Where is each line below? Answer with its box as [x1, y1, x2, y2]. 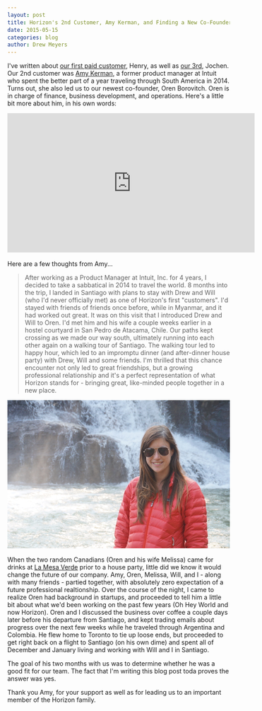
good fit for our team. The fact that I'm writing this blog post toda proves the [7, 667, 230, 676]
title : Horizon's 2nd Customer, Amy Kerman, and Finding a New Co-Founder [7, 18, 232, 26]
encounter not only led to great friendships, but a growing [24, 364, 193, 372]
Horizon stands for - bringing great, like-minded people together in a [24, 378, 225, 387]
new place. [24, 386, 57, 395]
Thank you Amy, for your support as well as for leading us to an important [7, 688, 222, 697]
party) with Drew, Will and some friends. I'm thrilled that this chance [24, 356, 222, 364]
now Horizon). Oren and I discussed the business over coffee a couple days [7, 608, 228, 617]
